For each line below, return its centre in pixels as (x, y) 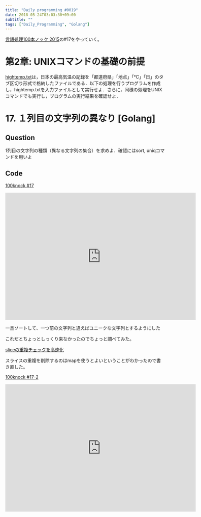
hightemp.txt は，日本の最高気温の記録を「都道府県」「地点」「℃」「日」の (82, 77)
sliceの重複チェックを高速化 (35, 350)
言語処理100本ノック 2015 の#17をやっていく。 (54, 39)
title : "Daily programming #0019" (42, 10)
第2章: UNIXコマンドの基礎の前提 (75, 62)
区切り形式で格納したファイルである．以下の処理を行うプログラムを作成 (85, 83)
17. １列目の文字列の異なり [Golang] (80, 119)
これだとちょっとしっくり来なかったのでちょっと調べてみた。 (70, 339)
